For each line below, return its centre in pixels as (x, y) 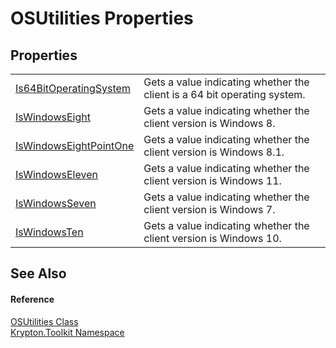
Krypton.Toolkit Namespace (67, 332)
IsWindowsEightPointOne (75, 145)
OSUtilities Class (44, 321)
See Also (38, 273)
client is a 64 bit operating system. (224, 94)
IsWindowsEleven (56, 174)
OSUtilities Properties (102, 18)
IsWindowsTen (49, 232)
